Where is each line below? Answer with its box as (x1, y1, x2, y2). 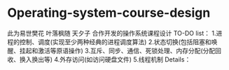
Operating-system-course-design (7, 5, 211, 21)
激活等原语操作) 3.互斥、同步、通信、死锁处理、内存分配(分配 (37, 46, 216, 55)
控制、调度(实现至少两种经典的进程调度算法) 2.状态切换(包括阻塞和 (19, 37, 211, 46)
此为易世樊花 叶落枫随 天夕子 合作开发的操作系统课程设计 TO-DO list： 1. (7, 29, 216, 37)
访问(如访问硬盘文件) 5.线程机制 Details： (71, 55, 191, 64)
